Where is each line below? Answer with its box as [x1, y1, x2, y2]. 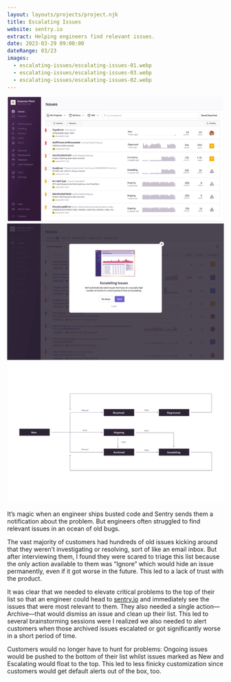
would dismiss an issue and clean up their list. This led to [47, 610, 208, 618]
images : [7, 55, 30, 62]
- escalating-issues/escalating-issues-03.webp [13, 69, 153, 76]
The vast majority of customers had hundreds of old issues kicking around [7, 537, 218, 546]
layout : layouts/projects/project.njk [7, 11, 118, 18]
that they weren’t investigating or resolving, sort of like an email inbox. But [7, 545, 217, 553]
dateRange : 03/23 [7, 48, 57, 54]
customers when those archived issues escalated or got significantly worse [7, 624, 221, 632]
